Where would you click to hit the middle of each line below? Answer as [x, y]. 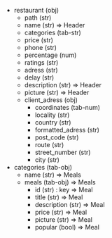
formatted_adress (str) [67, 130]
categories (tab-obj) [43, 167]
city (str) [47, 160]
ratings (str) [41, 62]
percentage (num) [50, 55]
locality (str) [52, 115]
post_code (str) [57, 137]
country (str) [53, 122]
